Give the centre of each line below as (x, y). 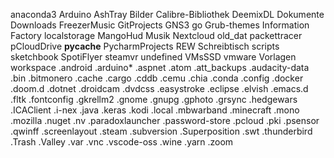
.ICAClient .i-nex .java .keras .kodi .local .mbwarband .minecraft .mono (155, 110)
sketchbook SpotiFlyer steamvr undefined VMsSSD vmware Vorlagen (153, 57)
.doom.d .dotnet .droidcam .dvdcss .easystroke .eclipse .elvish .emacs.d (159, 88)
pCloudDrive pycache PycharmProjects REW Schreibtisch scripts (145, 46)
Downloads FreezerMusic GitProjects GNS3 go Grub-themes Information (160, 25)
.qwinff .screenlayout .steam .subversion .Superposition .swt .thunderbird (161, 131)
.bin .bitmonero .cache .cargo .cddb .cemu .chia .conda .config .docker (157, 78)
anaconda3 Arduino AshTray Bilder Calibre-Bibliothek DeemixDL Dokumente (167, 14)
